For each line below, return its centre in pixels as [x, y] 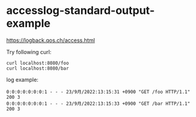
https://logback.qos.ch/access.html [51, 40]
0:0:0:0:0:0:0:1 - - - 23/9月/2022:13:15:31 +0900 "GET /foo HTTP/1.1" [98, 92]
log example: [22, 79]
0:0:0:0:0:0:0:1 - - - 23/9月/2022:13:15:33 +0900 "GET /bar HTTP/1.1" [98, 104]
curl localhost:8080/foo [38, 63]
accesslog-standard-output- [80, 11]
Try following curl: [29, 52]
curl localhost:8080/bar [38, 68]
